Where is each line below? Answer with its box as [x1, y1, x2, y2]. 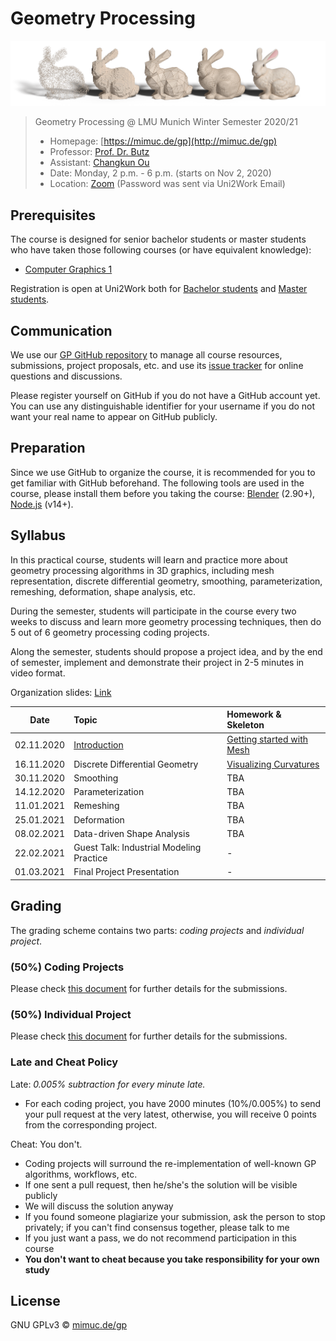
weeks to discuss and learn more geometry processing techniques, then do [10, 615, 322, 627]
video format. [10, 667, 66, 679]
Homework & [226, 708, 282, 721]
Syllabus [10, 527, 67, 544]
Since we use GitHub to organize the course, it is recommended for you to [10, 466, 316, 478]
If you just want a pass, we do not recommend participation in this [24, 1232, 297, 1244]
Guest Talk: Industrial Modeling [73, 842, 202, 854]
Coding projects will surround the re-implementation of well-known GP [24, 1157, 317, 1169]
